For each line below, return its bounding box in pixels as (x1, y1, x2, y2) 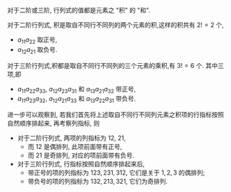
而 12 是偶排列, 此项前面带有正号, (27, 143, 122, 151)
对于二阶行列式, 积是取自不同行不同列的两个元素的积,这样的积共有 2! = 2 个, (7, 21, 224, 29)
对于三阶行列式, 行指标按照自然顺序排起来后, (17, 160, 145, 168)
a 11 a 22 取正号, (17, 35, 58, 45)
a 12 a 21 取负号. (17, 45, 58, 55)
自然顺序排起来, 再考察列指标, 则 (7, 119, 99, 128)
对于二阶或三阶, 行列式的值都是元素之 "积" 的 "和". (7, 6, 151, 14)
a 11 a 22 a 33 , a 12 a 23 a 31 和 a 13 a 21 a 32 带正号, (17, 85, 136, 95)
